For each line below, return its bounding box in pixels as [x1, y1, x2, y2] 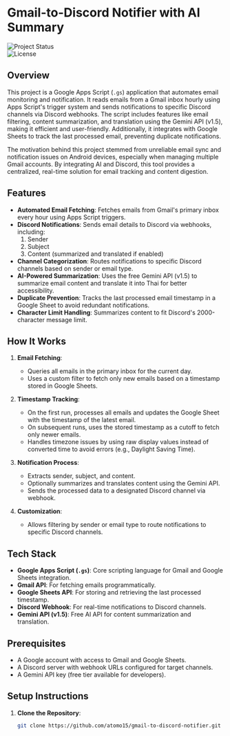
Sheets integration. [17, 574, 71, 582]
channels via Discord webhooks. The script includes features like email [7, 110, 209, 118]
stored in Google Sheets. [27, 381, 98, 390]
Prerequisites [7, 637, 66, 649]
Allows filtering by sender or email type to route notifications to [27, 521, 207, 529]
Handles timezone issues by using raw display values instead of [27, 438, 209, 446]
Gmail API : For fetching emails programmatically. [17, 581, 156, 589]
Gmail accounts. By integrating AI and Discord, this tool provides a [7, 160, 195, 168]
